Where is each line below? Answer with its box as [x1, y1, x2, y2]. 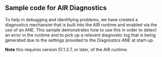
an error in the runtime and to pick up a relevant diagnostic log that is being [5, 32, 156, 38]
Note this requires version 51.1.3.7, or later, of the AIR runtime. [5, 46, 128, 52]
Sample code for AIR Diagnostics [5, 4, 107, 12]
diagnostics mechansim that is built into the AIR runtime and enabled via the [5, 22, 157, 28]
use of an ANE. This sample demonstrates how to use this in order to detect [5, 27, 157, 33]
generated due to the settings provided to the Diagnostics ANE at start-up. [5, 37, 154, 43]
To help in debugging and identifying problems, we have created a [5, 16, 138, 22]
